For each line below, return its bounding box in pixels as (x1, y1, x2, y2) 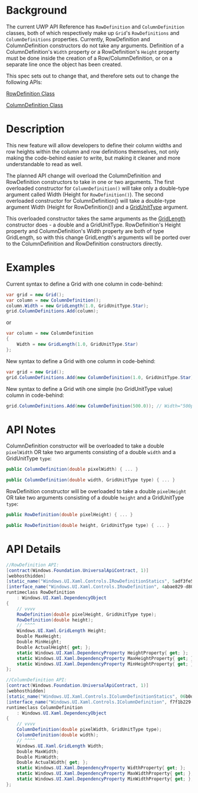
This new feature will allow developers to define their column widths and (6, 141, 182, 148)
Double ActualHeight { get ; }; (16, 644, 91, 650)
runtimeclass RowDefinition (6, 590, 75, 595)
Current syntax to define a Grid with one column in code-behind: (6, 280, 163, 287)
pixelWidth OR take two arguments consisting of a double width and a (6, 449, 176, 456)
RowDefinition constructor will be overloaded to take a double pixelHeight (6, 488, 187, 495)
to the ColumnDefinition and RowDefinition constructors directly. (6, 240, 163, 247)
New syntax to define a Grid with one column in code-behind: (6, 357, 156, 364)
